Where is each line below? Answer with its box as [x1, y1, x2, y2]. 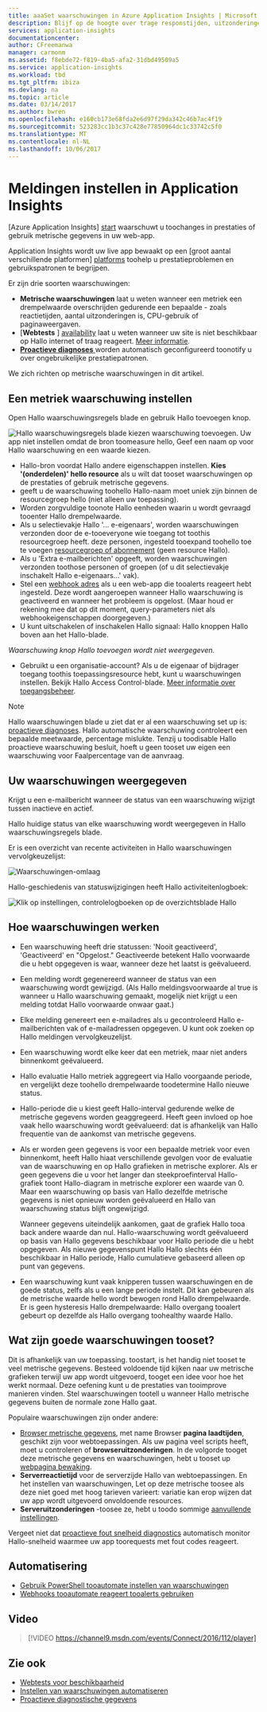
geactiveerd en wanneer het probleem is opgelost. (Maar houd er [19, 596, 234, 606]
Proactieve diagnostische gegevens [19, 1694, 137, 1704]
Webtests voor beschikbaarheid [19, 1678, 125, 1687]
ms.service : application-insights [8, 64, 123, 72]
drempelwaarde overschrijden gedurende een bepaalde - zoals [19, 303, 227, 312]
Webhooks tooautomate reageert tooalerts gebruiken [19, 1589, 194, 1599]
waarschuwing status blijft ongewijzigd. [19, 1203, 149, 1213]
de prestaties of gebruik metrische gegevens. [19, 478, 169, 487]
